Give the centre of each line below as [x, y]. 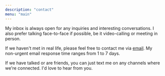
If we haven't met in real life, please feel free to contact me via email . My [79, 48]
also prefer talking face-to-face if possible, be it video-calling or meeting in [82, 33]
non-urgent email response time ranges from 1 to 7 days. [63, 53]
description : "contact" [30, 10]
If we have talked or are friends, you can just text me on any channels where [82, 63]
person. [13, 38]
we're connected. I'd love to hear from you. [49, 68]
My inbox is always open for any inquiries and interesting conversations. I [80, 28]
